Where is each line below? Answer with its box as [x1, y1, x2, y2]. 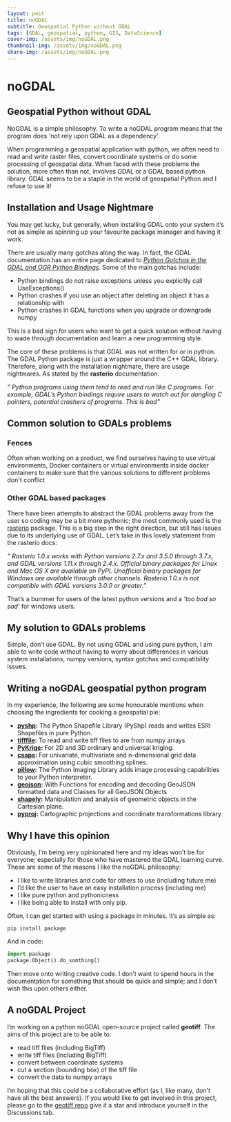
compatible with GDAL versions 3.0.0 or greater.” [7, 581, 147, 589]
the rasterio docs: [7, 538, 57, 546]
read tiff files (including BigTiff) [17, 1043, 106, 1051]
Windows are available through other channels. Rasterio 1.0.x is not [7, 573, 199, 582]
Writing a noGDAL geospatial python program [7, 682, 207, 694]
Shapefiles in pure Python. [17, 729, 93, 737]
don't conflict [7, 476, 46, 484]
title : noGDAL [7, 17, 48, 24]
